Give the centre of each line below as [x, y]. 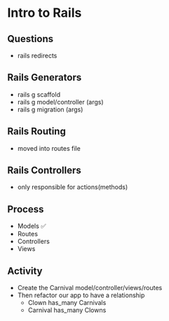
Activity [25, 271]
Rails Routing [37, 131]
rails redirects [37, 55]
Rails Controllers [45, 171]
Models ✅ [32, 226]
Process [26, 209]
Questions [31, 39]
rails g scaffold [39, 94]
